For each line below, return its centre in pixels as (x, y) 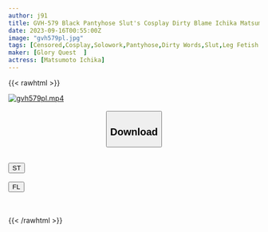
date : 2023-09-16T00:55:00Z (55, 30)
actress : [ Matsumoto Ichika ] (57, 61)
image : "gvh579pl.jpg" (46, 38)
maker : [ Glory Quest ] (48, 53)
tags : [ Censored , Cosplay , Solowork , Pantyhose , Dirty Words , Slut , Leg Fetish (134, 45)
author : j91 (28, 16)
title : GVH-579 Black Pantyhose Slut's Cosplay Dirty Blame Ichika (123, 23)
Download (134, 132)
